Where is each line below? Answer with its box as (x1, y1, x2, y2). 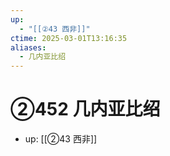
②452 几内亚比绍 (10, 98, 161, 121)
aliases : (10, 42, 47, 53)
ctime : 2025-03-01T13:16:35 (10, 33, 128, 43)
